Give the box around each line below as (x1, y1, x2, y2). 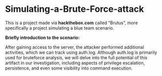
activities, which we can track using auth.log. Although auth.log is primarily (5, 49, 158, 55)
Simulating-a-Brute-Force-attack (5, 3, 144, 15)
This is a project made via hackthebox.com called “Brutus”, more (5, 20, 138, 26)
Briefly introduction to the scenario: (5, 35, 80, 40)
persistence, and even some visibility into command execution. (5, 65, 133, 71)
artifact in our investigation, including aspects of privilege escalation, (5, 60, 145, 66)
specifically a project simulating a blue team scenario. (5, 25, 114, 31)
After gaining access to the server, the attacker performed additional (5, 44, 144, 50)
